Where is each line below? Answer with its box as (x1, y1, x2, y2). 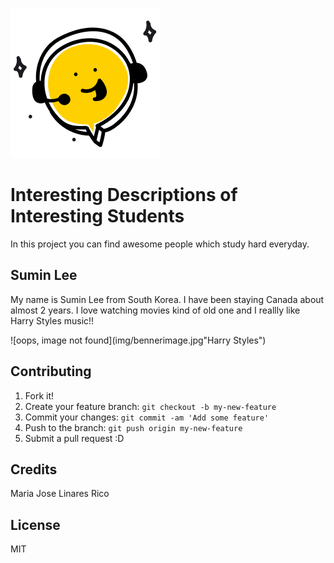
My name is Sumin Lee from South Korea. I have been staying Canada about (10, 293, 325, 305)
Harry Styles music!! (10, 314, 95, 327)
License (10, 516, 61, 533)
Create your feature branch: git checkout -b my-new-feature (24, 400, 277, 412)
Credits (10, 461, 58, 478)
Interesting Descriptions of (10, 184, 238, 207)
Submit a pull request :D (24, 432, 125, 444)
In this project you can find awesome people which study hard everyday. (10, 238, 310, 250)
